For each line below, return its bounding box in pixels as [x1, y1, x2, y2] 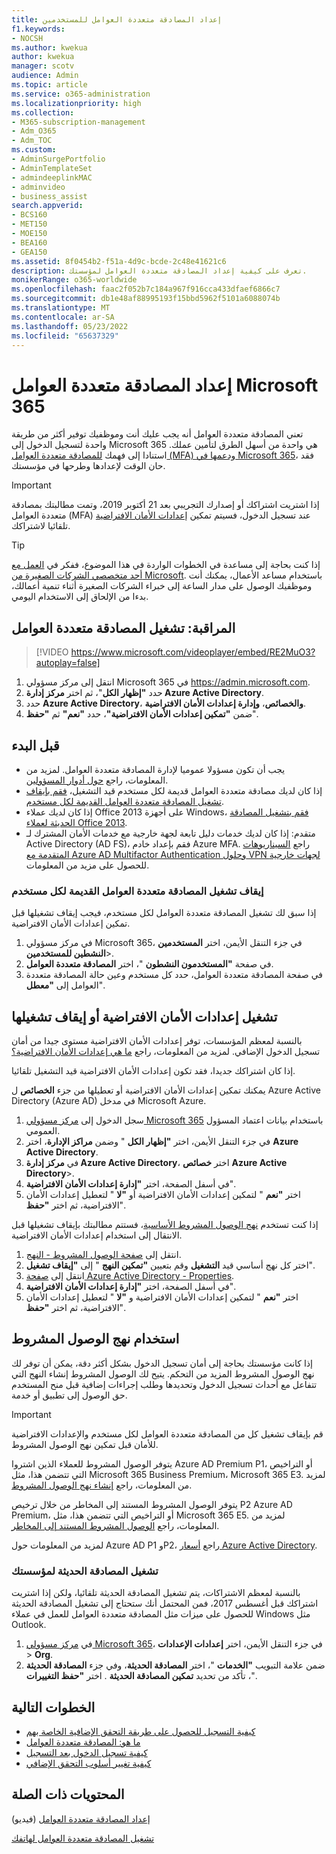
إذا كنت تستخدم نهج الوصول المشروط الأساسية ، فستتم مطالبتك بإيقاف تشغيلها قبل [11, 1219, 319, 1231]
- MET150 [11, 219, 48, 230]
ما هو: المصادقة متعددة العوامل [25, 1736, 141, 1748]
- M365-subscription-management [11, 117, 146, 127]
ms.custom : [11, 145, 57, 155]
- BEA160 [11, 237, 48, 248]
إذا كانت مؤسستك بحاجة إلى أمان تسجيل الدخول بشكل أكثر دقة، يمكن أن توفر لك [11, 1357, 313, 1369]
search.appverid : [11, 201, 84, 211]
